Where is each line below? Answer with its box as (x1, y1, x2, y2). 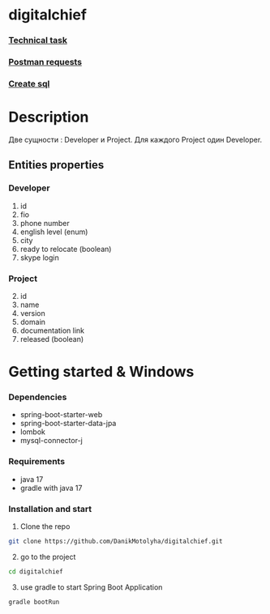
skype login (19, 253, 59, 262)
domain (19, 317, 46, 326)
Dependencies (8, 391, 67, 403)
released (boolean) (19, 334, 84, 343)
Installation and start (8, 503, 92, 514)
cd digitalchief (8, 567, 63, 576)
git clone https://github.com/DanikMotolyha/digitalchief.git (8, 537, 223, 545)
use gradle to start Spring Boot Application (19, 582, 163, 592)
